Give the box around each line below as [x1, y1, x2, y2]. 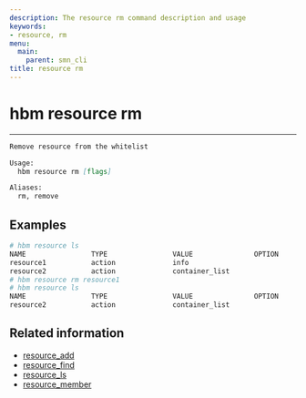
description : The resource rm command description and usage [9, 13, 247, 23]
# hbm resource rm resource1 [9, 275, 120, 284]
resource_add [22, 350, 75, 361]
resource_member [22, 379, 92, 390]
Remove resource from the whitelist [9, 142, 148, 151]
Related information [9, 325, 125, 342]
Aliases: [9, 183, 43, 192]
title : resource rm [9, 65, 84, 74]
